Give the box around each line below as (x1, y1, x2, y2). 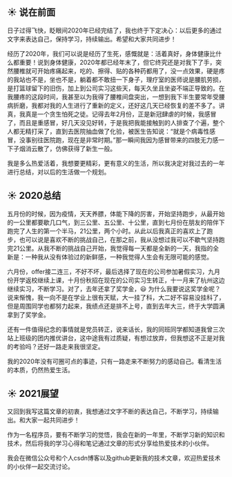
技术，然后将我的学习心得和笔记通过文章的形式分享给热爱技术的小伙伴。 (7, 439, 213, 447)
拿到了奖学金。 (7, 310, 50, 319)
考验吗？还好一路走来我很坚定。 (12, 342, 104, 351)
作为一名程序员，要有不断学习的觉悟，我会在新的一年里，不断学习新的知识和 (7, 431, 225, 439)
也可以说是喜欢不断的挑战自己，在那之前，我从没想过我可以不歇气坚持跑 (19, 235, 225, 244)
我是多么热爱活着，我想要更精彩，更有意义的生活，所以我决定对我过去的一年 (7, 159, 225, 167)
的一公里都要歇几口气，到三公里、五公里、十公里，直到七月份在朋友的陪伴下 (7, 218, 225, 226)
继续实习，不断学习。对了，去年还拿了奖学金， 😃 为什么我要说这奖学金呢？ (7, 284, 221, 293)
